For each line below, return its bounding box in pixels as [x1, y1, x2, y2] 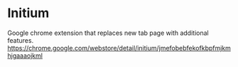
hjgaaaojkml [7, 51, 43, 60]
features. [7, 36, 34, 44]
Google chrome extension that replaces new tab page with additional [7, 29, 209, 37]
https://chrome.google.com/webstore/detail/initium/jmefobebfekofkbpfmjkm [7, 43, 231, 52]
